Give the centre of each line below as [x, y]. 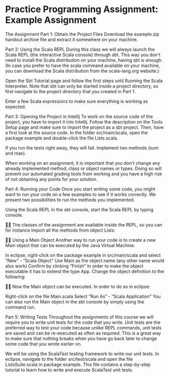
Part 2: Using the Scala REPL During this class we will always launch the [80, 49]
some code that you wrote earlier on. [44, 344]
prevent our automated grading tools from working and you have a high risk [84, 174]
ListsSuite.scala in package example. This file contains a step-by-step [78, 364]
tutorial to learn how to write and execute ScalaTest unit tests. [69, 370]
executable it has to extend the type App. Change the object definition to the [85, 271]
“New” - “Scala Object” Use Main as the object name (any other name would [85, 260]
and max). [16, 153]
